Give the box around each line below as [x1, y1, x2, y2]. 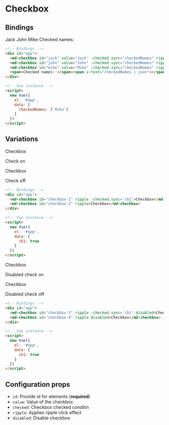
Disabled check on [5, 272, 44, 278]
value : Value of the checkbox [12, 399, 73, 405]
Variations [5, 135, 39, 144]
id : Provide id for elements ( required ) [12, 394, 91, 400]
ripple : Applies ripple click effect [12, 409, 81, 416]
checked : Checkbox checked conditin [12, 404, 89, 410]
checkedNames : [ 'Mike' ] [18, 107, 69, 112]
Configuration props [5, 380, 70, 389]
